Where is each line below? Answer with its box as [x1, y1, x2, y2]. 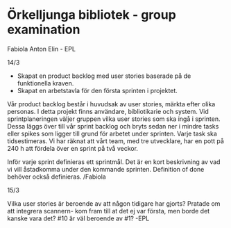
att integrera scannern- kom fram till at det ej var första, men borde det [7, 206, 210, 215]
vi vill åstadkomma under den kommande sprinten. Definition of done [7, 165, 205, 173]
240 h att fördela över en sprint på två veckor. [7, 144, 139, 152]
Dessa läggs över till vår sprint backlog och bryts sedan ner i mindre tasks [7, 122, 219, 130]
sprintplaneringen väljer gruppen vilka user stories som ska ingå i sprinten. [7, 115, 221, 123]
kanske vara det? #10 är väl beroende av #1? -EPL [7, 214, 150, 222]
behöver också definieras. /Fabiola [7, 172, 106, 181]
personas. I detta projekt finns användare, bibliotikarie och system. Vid [7, 107, 209, 115]
